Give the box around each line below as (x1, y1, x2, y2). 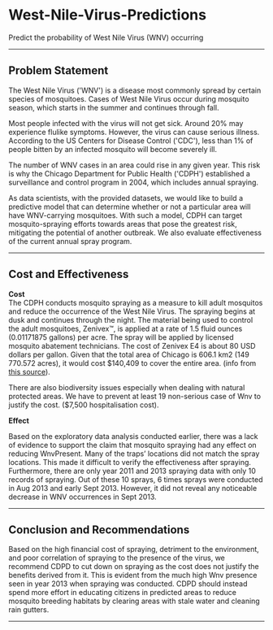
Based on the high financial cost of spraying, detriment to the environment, (8, 545, 260, 554)
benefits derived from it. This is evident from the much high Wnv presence (8, 571, 258, 580)
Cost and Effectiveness (8, 267, 129, 281)
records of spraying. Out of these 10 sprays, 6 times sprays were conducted (8, 474, 263, 484)
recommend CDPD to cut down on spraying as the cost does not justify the (8, 562, 259, 571)
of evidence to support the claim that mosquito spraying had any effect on (8, 440, 258, 450)
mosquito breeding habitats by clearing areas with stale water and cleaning (8, 596, 260, 606)
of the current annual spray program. (8, 236, 132, 245)
